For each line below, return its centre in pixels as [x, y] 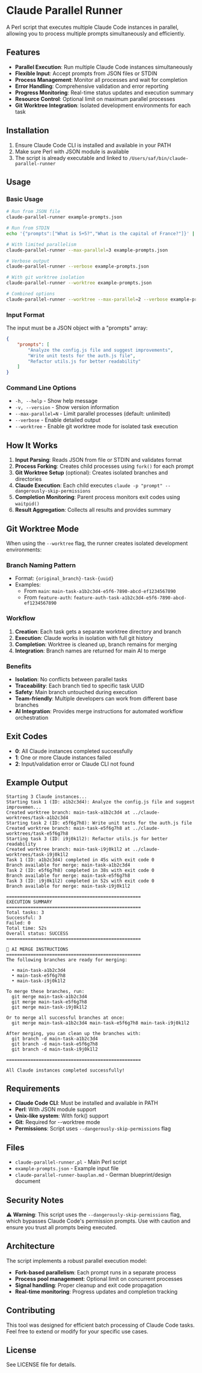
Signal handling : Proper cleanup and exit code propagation [88, 1285]
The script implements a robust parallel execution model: [77, 1261]
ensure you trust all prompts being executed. [62, 1227]
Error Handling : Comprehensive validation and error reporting [92, 86]
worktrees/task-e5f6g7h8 [37, 834]
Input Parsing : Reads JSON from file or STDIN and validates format [98, 460]
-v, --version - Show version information [67, 407]
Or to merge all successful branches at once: [66, 1018]
